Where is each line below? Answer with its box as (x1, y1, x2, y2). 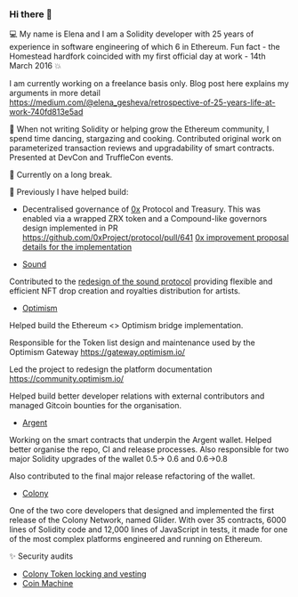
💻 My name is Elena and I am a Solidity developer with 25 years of (9, 28, 254, 39)
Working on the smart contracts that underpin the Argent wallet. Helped (9, 435, 272, 446)
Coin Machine (21, 578, 74, 589)
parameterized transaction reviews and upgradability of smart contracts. (9, 142, 275, 154)
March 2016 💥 (9, 61, 62, 71)
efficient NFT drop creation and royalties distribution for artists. (9, 286, 241, 296)
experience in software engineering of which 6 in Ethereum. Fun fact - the (9, 42, 280, 52)
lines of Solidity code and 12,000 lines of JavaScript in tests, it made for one (9, 524, 288, 535)
